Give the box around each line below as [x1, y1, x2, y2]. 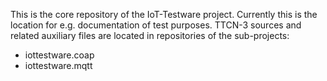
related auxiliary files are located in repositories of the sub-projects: [10, 30, 290, 41]
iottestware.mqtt [24, 60, 93, 71]
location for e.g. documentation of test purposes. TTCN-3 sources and [10, 19, 302, 31]
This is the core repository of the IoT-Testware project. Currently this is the [10, 9, 318, 20]
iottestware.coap [24, 49, 95, 61]
